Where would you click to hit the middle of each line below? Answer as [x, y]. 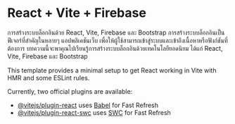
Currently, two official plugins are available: [70, 91]
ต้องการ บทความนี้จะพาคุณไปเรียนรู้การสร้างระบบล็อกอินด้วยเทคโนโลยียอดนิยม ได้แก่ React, [115, 48]
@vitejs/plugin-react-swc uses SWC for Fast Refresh [94, 112]
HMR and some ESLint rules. [49, 77]
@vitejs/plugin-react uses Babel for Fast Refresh [88, 105]
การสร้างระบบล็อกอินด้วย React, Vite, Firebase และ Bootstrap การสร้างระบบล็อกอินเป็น [116, 32]
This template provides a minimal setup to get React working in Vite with [112, 70]
